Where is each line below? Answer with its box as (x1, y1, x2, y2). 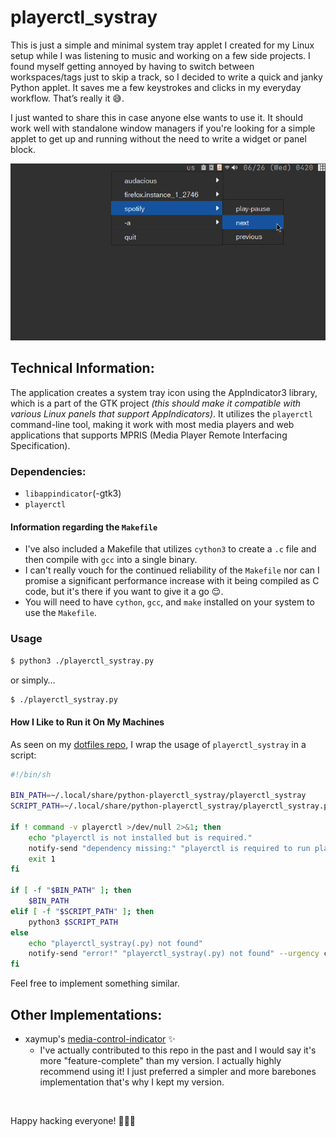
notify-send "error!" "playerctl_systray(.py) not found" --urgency (28, 949, 320, 959)
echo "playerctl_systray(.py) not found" (28, 938, 203, 948)
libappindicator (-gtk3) (24, 487, 122, 500)
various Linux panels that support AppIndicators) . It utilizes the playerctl (10, 407, 313, 420)
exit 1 (28, 854, 56, 864)
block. (10, 143, 37, 155)
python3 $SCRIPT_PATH (28, 917, 118, 927)
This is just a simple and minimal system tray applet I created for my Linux (10, 39, 315, 51)
